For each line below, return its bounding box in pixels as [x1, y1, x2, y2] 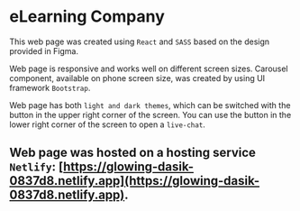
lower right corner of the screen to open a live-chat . [9, 119, 205, 130]
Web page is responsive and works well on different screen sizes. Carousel [9, 63, 288, 74]
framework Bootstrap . [9, 82, 91, 93]
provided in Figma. [9, 45, 79, 56]
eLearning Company [9, 6, 165, 27]
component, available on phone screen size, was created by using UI [9, 72, 266, 83]
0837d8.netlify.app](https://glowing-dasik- [9, 173, 260, 188]
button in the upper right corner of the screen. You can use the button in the [9, 109, 292, 120]
